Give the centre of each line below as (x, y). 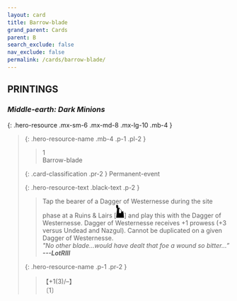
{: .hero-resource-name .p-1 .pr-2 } (76, 266)
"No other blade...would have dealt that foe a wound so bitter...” (136, 245)
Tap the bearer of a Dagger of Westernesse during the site (128, 201)
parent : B (22, 38)
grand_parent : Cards (38, 30)
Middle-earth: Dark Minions (56, 110)
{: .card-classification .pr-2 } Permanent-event (92, 174)
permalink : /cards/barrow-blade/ (57, 60)
